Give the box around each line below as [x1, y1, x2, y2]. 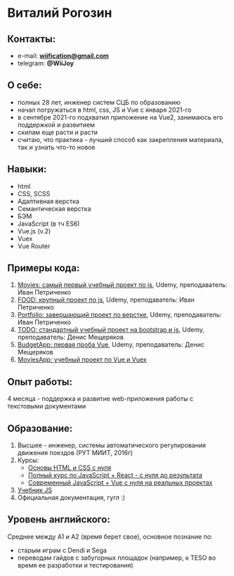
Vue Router [17, 241, 51, 250]
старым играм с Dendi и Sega [17, 546, 107, 554]
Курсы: [17, 456, 39, 465]
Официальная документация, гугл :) [17, 494, 125, 502]
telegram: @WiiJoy [17, 59, 74, 68]
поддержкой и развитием [17, 120, 95, 129]
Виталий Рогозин [7, 5, 112, 21]
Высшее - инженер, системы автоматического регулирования [17, 441, 206, 449]
